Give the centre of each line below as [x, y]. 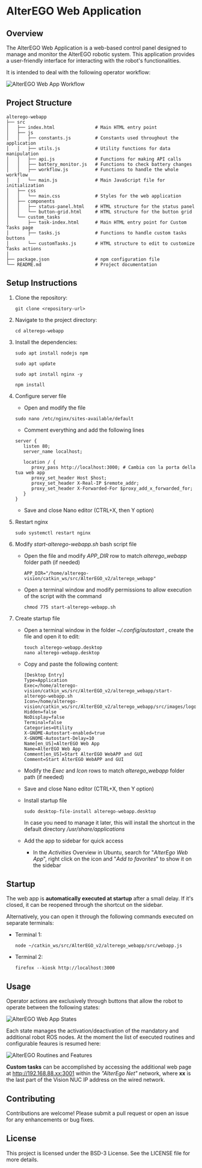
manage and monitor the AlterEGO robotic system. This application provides [101, 54]
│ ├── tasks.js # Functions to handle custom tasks [96, 233]
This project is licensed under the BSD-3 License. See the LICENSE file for [98, 1153]
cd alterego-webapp [39, 331]
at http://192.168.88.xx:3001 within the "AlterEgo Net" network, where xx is [99, 1073]
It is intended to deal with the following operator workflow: [78, 72]
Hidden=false [40, 712]
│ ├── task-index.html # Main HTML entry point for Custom [96, 222]
